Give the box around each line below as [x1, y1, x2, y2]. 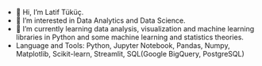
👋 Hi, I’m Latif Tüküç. [15, 8, 84, 16]
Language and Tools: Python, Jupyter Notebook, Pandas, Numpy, [15, 41, 230, 50]
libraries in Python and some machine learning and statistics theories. [15, 32, 245, 42]
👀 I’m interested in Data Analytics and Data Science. [15, 16, 186, 25]
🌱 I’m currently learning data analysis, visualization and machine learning [15, 24, 255, 33]
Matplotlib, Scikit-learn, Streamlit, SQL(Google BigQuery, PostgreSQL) [15, 49, 245, 58]
